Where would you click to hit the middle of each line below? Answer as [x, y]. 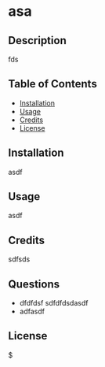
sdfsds [19, 259]
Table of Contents [53, 84]
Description [37, 41]
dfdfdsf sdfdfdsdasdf [54, 303]
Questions [34, 284]
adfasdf [32, 311]
